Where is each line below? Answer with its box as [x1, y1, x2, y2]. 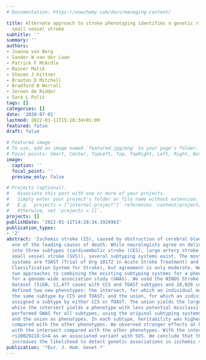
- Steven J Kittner [6, 71, 56, 77]
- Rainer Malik [6, 66, 45, 72]
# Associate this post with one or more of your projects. [6, 191, 166, 197]
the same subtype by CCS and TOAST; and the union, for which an [12, 293, 183, 299]
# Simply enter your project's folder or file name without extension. [6, 196, 199, 202]
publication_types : [6, 224, 56, 231]
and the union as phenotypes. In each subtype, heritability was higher [12, 316, 202, 322]
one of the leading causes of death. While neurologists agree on [12, 242, 185, 248]
